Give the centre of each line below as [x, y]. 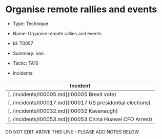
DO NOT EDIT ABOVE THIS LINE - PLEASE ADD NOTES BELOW [72, 132]
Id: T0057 [23, 43]
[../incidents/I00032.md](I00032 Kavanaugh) [63, 111]
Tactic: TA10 [26, 63]
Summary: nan [28, 53]
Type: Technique [31, 24]
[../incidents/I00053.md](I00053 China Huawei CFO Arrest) [80, 119]
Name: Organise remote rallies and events [57, 33]
